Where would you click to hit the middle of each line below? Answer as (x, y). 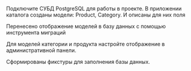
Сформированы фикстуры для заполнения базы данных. (78, 62)
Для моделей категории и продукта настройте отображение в (86, 44)
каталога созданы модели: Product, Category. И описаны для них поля (96, 15)
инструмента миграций (36, 33)
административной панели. (41, 50)
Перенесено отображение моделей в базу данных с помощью (86, 26)
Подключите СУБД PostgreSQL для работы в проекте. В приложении (94, 9)
